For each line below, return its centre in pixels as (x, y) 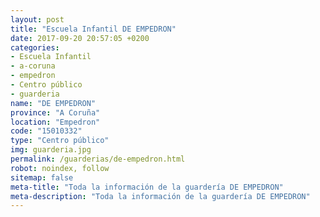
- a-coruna (33, 66)
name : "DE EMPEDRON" (53, 103)
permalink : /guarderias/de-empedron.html (98, 159)
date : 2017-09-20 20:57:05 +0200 (80, 38)
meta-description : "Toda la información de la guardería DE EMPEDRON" (160, 196)
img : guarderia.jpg (51, 150)
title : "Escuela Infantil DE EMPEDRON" (93, 29)
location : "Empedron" (55, 122)
